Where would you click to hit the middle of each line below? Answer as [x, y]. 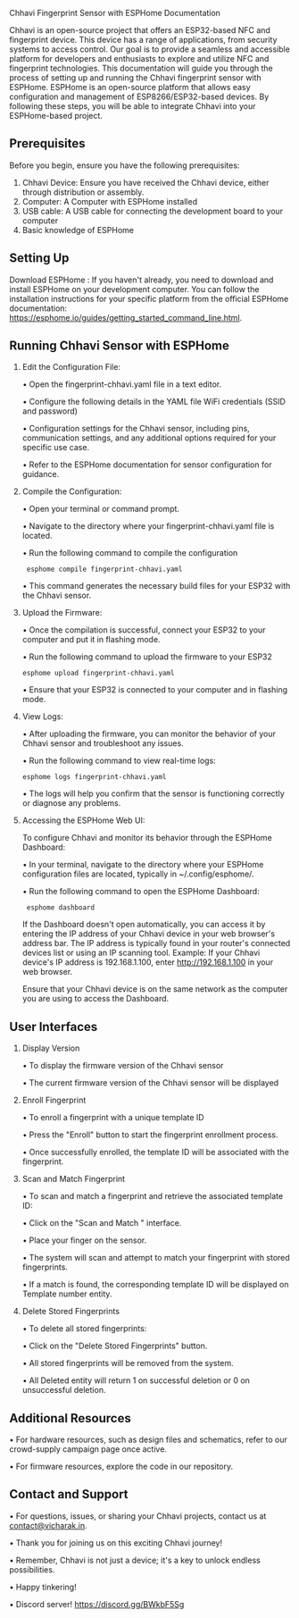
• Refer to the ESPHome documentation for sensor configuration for [147, 465]
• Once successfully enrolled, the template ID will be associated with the [156, 1153]
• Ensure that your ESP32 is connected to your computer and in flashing [155, 690]
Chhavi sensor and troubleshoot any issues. [103, 743]
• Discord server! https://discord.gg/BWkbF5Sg [97, 1604]
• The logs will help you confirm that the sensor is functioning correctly [154, 793]
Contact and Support [69, 1494]
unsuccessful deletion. [64, 1390]
